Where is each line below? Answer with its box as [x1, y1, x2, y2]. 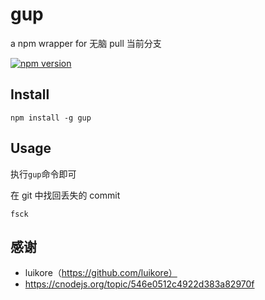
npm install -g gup [10, 113, 92, 123]
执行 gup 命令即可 [10, 168, 77, 180]
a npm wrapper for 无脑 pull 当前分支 [10, 37, 162, 49]
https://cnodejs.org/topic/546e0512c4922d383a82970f [24, 278, 255, 290]
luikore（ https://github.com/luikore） [24, 267, 178, 279]
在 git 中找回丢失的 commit [10, 189, 121, 201]
